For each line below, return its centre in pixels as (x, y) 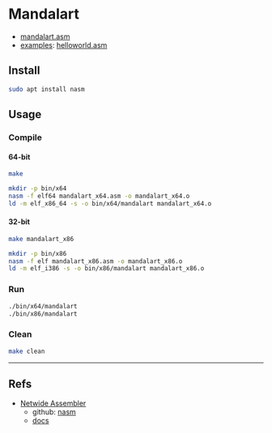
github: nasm (54, 412)
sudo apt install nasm (47, 89)
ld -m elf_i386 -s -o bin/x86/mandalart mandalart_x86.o (106, 269)
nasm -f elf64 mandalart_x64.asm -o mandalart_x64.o (99, 196)
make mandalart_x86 (41, 239)
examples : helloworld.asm (64, 45)
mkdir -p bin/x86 (38, 253)
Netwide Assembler (53, 403)
